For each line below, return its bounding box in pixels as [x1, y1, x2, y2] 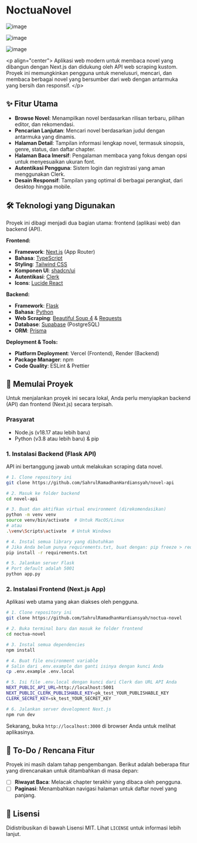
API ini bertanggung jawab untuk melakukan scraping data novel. [6, 463, 163, 470]
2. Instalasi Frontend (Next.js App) [6, 585, 106, 593]
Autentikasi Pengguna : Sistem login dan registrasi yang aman [14, 164, 165, 171]
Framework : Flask [14, 302, 59, 309]
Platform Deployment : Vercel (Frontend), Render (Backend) [14, 349, 159, 356]
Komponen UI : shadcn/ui [14, 267, 76, 274]
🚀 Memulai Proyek [6, 379, 73, 389]
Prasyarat [6, 416, 35, 424]
